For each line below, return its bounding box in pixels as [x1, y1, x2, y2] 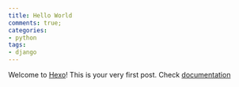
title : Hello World [8, 11, 73, 20]
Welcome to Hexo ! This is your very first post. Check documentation [8, 70, 231, 79]
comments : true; [8, 19, 62, 27]
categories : [8, 26, 47, 34]
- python [8, 33, 37, 42]
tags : [8, 41, 26, 49]
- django [8, 48, 37, 56]
